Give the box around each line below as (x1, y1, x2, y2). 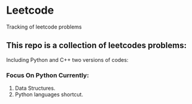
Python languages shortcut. (14, 91, 84, 98)
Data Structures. (14, 84, 56, 92)
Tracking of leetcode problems (6, 23, 82, 30)
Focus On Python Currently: (6, 71, 89, 79)
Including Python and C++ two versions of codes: (6, 56, 129, 63)
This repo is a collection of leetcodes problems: (6, 40, 187, 51)
